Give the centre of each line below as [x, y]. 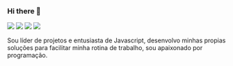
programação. [27, 56]
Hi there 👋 [24, 11]
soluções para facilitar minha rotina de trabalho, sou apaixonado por [105, 48]
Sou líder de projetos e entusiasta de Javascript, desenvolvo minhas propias [116, 40]
